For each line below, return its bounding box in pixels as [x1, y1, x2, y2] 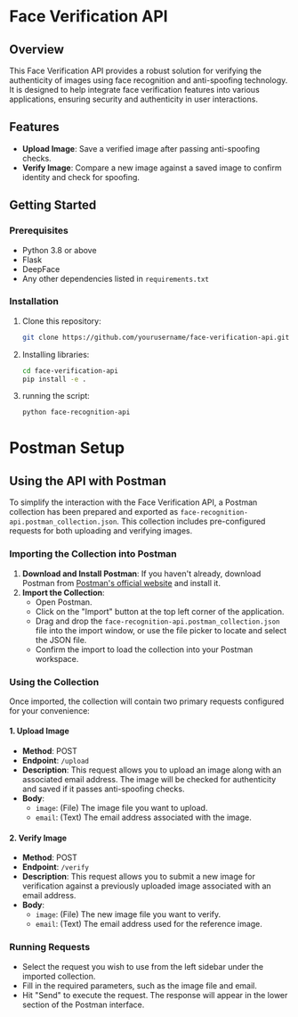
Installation [9, 295, 60, 308]
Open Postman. [35, 596, 93, 608]
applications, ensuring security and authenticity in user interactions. [9, 94, 258, 104]
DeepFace [21, 263, 60, 274]
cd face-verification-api [21, 366, 118, 376]
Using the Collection [9, 675, 100, 688]
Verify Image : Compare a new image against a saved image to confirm [21, 162, 282, 173]
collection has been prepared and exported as [9, 507, 179, 517]
